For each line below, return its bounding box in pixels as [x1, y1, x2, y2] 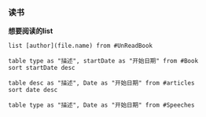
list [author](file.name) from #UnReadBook [8, 42, 153, 50]
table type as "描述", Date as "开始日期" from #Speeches [8, 101, 195, 109]
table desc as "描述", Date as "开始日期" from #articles [8, 79, 195, 87]
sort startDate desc [8, 64, 76, 72]
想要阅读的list [8, 26, 53, 36]
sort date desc [8, 86, 58, 94]
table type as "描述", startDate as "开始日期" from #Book [8, 57, 199, 65]
